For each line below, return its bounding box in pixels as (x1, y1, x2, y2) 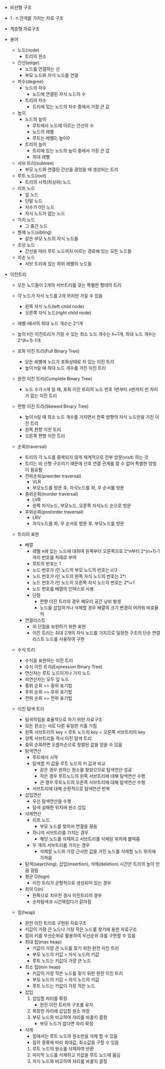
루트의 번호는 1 (32, 561, 61, 566)
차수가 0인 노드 (24, 204, 55, 210)
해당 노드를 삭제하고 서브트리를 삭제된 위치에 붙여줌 (39, 836, 140, 842)
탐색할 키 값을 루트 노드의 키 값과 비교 (32, 760, 106, 766)
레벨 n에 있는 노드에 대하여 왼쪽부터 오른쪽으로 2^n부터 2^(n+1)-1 (32, 548, 160, 554)
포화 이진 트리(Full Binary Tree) (17, 348, 80, 354)
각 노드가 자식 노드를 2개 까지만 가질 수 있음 (17, 293, 103, 299)
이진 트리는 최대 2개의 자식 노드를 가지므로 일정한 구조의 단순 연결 (32, 630, 160, 636)
